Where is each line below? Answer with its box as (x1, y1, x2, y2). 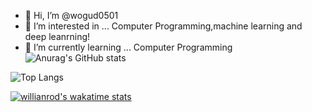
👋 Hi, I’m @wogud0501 (24, 10, 119, 21)
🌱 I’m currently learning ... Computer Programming (24, 41, 233, 53)
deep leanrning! (24, 31, 91, 42)
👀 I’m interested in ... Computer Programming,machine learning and (24, 20, 303, 32)
